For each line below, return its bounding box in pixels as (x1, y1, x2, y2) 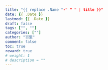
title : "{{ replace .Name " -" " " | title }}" (5, 7, 104, 12)
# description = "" (5, 58, 46, 63)
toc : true (5, 44, 26, 49)
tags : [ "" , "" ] (5, 26, 37, 31)
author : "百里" (5, 35, 35, 40)
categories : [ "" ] (5, 30, 41, 35)
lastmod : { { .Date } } (5, 16, 50, 21)
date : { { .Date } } (5, 12, 43, 17)
